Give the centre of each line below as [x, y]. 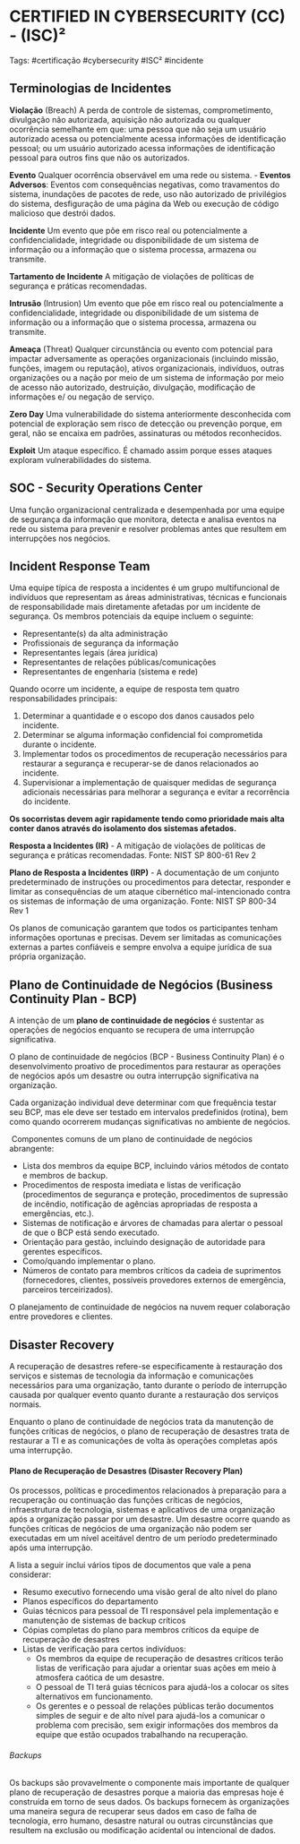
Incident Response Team [80, 566]
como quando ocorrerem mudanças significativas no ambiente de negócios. [150, 1122]
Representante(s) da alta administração [95, 634]
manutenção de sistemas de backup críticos [104, 1621]
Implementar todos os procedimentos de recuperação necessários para [155, 754]
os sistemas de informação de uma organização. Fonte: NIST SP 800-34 [143, 901]
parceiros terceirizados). [68, 1290]
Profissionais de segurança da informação [100, 643]
